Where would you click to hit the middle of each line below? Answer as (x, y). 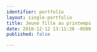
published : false (28, 34)
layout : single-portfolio (39, 18)
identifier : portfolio (35, 12)
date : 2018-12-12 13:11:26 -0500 (49, 29)
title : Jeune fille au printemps (49, 23)
